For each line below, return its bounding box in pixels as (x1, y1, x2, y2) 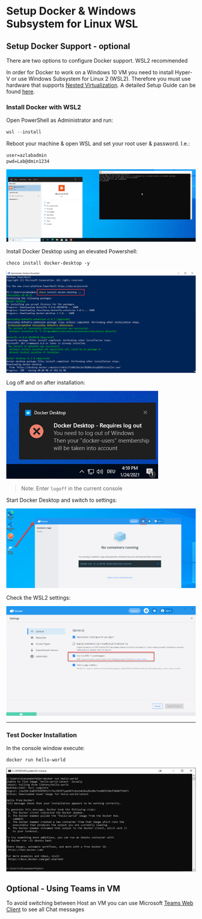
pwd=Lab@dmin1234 (6, 159, 50, 165)
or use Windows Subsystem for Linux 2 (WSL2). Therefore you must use (11, 75, 191, 82)
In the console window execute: (6, 745, 85, 752)
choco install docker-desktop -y (6, 260, 90, 266)
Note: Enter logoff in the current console (20, 485, 123, 492)
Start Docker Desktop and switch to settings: (6, 496, 117, 504)
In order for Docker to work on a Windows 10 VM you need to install (6, 69, 174, 76)
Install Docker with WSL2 (6, 103, 81, 111)
